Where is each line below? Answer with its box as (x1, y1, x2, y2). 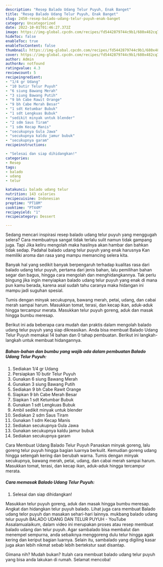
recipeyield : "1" (5, 210, 41, 215)
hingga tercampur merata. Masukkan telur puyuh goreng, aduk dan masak (5, 307, 154, 313)
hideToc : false (5, 34, 36, 39)
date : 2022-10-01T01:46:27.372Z (5, 25, 71, 30)
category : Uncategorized (5, 20, 56, 26)
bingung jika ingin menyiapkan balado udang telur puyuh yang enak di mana (5, 277, 158, 283)
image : (5, 30, 19, 34)
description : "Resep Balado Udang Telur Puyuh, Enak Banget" (5, 7, 132, 12)
